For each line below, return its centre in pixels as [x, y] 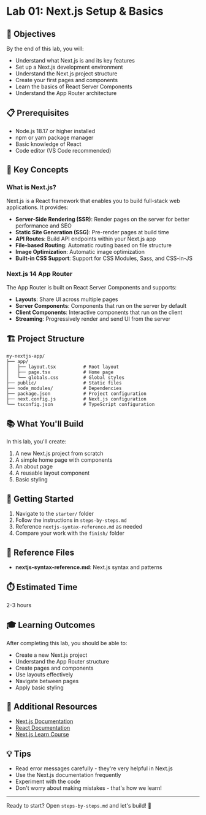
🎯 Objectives [31, 34]
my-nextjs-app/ [26, 356]
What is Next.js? [31, 187]
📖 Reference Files [40, 552]
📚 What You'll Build [45, 424]
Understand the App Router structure [62, 661]
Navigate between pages [47, 681]
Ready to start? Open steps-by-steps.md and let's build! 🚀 [79, 806]
